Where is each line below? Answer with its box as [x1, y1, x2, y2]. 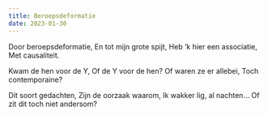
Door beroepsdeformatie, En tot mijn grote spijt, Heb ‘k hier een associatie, [8, 41, 257, 51]
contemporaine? [8, 75, 63, 84]
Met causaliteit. [8, 50, 60, 60]
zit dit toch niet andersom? [8, 99, 97, 109]
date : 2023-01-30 [8, 19, 67, 28]
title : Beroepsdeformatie [8, 11, 96, 20]
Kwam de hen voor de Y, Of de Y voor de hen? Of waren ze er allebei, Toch [8, 66, 259, 75]
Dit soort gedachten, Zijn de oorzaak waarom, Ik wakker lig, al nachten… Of [8, 90, 260, 100]
